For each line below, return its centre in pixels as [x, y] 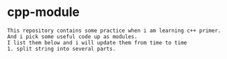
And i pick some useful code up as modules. [72, 36]
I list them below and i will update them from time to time [97, 42]
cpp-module [43, 12]
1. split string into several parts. [62, 49]
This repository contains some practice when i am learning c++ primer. [114, 31]
